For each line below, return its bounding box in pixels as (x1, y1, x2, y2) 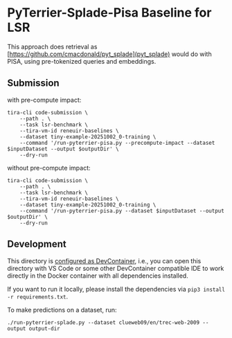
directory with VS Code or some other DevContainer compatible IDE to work (7, 264, 224, 272)
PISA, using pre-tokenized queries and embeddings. (7, 57, 157, 65)
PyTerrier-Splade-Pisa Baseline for (7, 5, 212, 21)
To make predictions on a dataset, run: (7, 305, 117, 314)
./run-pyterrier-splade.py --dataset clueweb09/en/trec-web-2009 (7, 319, 199, 326)
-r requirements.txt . (7, 292, 69, 301)
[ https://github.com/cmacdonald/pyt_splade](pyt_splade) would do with (7, 50, 213, 58)
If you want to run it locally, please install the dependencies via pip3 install (7, 285, 225, 293)
